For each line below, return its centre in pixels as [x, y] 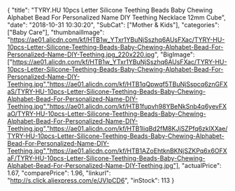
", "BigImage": [175, 54]
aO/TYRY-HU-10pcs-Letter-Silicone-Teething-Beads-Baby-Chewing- [107, 114]
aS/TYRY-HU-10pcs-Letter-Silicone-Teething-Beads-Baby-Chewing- [107, 91]
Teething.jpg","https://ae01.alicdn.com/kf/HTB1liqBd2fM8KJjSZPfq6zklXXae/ [117, 129]
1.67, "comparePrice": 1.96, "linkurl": [59, 173]
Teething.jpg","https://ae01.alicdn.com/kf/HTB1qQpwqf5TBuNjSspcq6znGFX [117, 84]
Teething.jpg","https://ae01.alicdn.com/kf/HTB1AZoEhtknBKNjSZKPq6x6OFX [117, 151]
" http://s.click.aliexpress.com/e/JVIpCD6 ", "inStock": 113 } [91, 180]
